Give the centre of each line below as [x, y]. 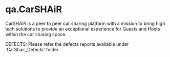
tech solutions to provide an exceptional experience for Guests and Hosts [83, 28]
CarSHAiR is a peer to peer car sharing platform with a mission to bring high [85, 23]
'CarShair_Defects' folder [32, 49]
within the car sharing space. [36, 34]
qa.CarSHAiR [34, 9]
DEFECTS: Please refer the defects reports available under [67, 44]
